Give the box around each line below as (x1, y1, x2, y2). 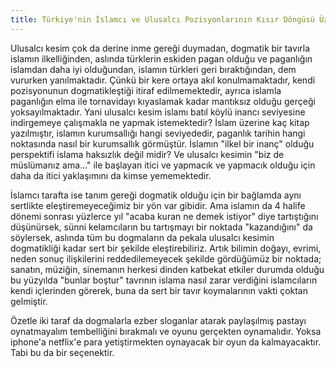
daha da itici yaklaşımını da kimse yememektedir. (10, 169, 212, 181)
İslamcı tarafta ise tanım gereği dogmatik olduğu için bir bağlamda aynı (10, 189, 302, 201)
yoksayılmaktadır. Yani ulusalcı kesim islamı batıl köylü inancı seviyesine (10, 106, 306, 118)
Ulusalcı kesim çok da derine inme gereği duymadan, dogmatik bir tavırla (10, 42, 311, 54)
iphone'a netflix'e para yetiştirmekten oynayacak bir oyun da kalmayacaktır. (10, 336, 322, 348)
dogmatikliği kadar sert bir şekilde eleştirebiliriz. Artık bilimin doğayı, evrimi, (10, 242, 322, 254)
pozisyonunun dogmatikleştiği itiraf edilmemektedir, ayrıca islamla (10, 84, 282, 96)
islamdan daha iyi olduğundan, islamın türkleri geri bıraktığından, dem (10, 63, 297, 75)
